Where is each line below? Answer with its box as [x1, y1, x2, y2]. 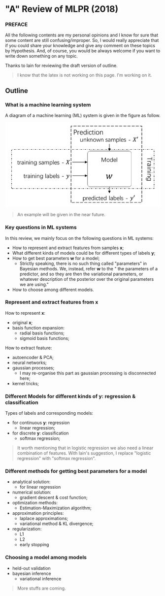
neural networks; [12, 360, 47, 365]
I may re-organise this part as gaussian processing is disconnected [19, 370, 156, 376]
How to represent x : [5, 310, 46, 316]
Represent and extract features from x [5, 299, 99, 306]
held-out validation [12, 565, 51, 571]
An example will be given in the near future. [17, 212, 106, 218]
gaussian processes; [12, 364, 55, 370]
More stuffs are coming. [17, 585, 66, 591]
